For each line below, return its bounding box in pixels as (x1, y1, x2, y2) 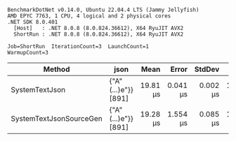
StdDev (194, 64, 220, 74)
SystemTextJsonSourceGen (11, 114, 103, 123)
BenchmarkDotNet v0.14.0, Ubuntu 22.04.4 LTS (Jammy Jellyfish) (7, 6, 199, 13)
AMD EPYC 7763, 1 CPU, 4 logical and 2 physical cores (7, 13, 171, 20)
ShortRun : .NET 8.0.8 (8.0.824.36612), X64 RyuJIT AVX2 (13, 31, 184, 38)
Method (43, 64, 70, 74)
